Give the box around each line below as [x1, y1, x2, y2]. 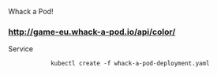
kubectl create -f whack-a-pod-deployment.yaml [50, 59, 211, 68]
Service [8, 44, 34, 54]
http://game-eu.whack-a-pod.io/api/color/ [8, 26, 176, 37]
